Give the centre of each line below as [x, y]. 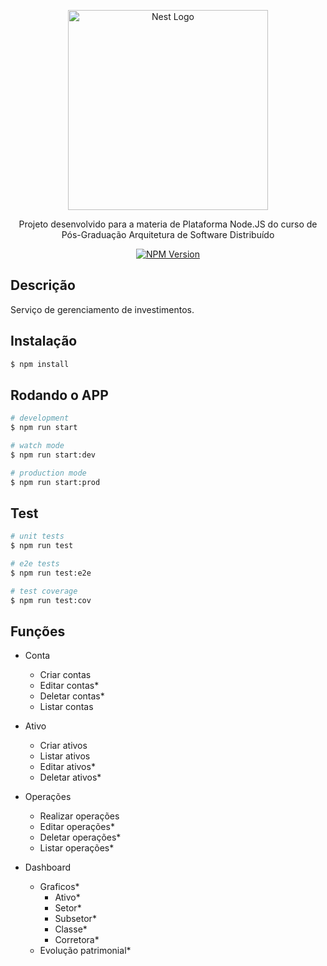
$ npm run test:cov [51, 600]
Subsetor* [75, 919]
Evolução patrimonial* [85, 951]
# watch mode [37, 446]
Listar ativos [65, 756]
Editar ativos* [67, 767]
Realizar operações [79, 816]
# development [40, 418]
